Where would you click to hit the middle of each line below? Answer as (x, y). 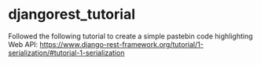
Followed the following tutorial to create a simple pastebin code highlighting (130, 36)
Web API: (23, 44)
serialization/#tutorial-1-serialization (66, 52)
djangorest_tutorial (72, 14)
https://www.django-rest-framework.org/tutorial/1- (122, 44)
